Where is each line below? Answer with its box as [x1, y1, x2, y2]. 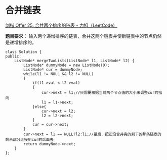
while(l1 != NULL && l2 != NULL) [23, 71, 94, 76]
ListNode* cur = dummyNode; [23, 67, 82, 72]
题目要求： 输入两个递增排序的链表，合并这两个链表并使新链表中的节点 [5, 33, 153, 39]
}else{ [32, 104, 47, 109]
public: [5, 54, 22, 59]
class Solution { [5, 49, 42, 55]
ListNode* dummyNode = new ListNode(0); [23, 63, 110, 68]
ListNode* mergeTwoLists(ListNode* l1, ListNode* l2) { [14, 58, 135, 63]
